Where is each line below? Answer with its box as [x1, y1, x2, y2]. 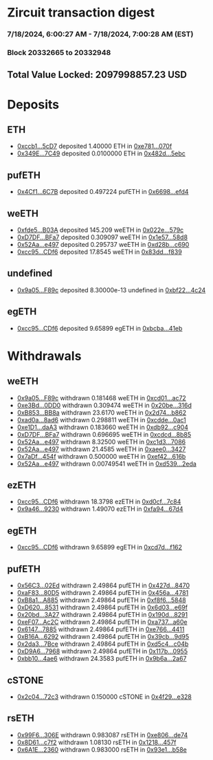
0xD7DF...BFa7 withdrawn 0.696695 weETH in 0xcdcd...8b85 [16, 430, 192, 438]
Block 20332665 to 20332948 [7, 48, 111, 58]
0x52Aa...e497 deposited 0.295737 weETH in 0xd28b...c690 [16, 241, 190, 249]
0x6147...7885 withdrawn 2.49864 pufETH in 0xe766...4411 [16, 625, 185, 633]
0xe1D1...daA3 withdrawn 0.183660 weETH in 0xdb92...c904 [16, 423, 189, 431]
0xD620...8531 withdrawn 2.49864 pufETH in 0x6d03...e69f [16, 603, 188, 611]
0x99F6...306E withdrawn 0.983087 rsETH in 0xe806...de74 [16, 730, 188, 739]
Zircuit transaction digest [7, 5, 155, 21]
